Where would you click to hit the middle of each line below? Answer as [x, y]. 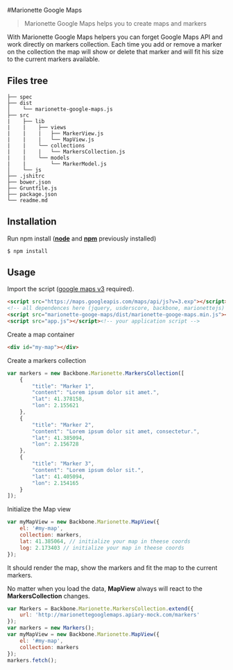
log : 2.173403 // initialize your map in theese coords [102, 548]
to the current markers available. [54, 59]
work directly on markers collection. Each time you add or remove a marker [115, 44]
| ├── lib [26, 121]
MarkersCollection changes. [49, 596]
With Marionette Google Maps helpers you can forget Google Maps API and [115, 37]
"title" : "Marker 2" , [63, 425]
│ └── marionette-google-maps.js [60, 109]
